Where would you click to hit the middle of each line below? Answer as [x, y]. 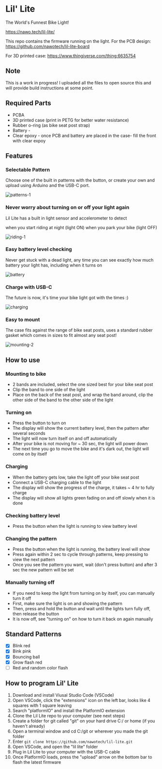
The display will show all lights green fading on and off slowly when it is [84, 498]
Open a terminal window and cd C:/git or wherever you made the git [80, 731]
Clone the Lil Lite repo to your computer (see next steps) [69, 716]
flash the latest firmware [37, 762]
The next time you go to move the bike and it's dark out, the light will [81, 449]
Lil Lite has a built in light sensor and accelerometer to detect [66, 218]
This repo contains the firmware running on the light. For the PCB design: [78, 41]
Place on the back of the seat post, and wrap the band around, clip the [83, 395]
